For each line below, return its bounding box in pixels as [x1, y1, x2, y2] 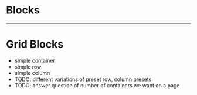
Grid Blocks [6, 38, 64, 51]
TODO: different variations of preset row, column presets [14, 76, 152, 83]
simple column [14, 69, 50, 76]
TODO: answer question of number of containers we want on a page [14, 82, 180, 89]
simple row [14, 63, 42, 70]
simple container [14, 57, 56, 64]
